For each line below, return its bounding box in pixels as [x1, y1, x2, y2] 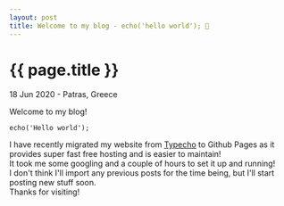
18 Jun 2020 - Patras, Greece [9, 89, 118, 100]
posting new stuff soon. [9, 177, 96, 188]
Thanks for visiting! [9, 186, 80, 197]
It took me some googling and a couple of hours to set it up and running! [9, 158, 276, 169]
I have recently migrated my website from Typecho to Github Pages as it [9, 139, 275, 150]
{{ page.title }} [9, 60, 120, 80]
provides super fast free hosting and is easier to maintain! [9, 149, 221, 160]
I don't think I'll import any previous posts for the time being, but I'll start [9, 168, 275, 178]
